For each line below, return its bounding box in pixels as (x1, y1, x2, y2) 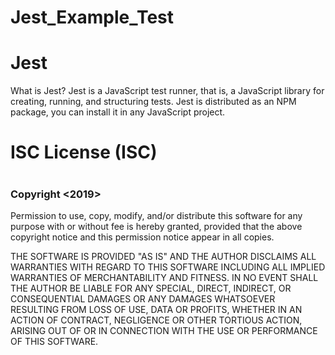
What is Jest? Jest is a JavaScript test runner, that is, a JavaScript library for (10, 85, 325, 97)
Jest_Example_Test (10, 6, 175, 29)
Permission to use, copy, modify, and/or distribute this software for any (10, 209, 303, 221)
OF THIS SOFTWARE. (10, 335, 99, 347)
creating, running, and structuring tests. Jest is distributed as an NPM (10, 96, 297, 108)
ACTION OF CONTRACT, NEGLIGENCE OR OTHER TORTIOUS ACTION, (10, 314, 303, 326)
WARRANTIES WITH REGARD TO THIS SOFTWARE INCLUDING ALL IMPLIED (10, 261, 326, 273)
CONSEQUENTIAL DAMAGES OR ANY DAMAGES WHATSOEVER (10, 292, 276, 305)
